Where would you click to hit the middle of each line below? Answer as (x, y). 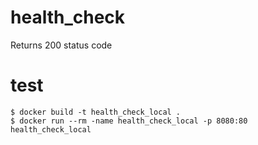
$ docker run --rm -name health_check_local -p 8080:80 (129, 121)
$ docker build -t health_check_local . (96, 112)
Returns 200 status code (61, 45)
